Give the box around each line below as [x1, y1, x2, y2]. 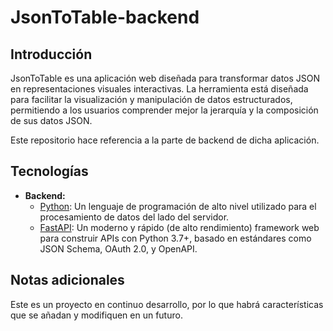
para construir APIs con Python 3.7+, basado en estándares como [39, 232, 312, 244]
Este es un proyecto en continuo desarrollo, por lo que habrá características [10, 298, 324, 310]
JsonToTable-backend [10, 6, 200, 29]
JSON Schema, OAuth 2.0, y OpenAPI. [39, 242, 198, 255]
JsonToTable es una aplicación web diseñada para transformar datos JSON [10, 72, 321, 84]
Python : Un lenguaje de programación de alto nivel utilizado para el [39, 200, 317, 212]
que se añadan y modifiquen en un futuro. [10, 309, 183, 321]
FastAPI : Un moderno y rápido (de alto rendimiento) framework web [39, 221, 320, 233]
